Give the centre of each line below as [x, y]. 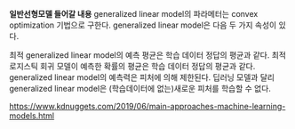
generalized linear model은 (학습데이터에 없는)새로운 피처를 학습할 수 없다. [140, 89]
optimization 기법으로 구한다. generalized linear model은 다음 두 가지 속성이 [143, 25]
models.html [32, 116]
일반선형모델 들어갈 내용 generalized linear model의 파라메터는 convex [134, 14]
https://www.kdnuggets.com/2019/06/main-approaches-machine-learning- [147, 106]
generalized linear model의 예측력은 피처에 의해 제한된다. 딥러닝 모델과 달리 [142, 77]
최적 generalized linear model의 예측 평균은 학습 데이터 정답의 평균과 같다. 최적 [148, 55]
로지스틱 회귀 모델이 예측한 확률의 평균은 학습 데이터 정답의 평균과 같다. [132, 66]
